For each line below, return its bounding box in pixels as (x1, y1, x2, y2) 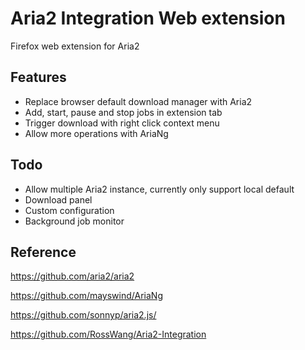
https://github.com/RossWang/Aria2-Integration (10, 328, 207, 341)
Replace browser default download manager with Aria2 (24, 95, 253, 107)
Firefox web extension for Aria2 (10, 40, 140, 52)
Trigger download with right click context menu (24, 117, 220, 129)
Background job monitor (24, 215, 125, 227)
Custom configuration (24, 204, 115, 216)
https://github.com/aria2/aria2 (10, 270, 135, 282)
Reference (10, 243, 77, 261)
